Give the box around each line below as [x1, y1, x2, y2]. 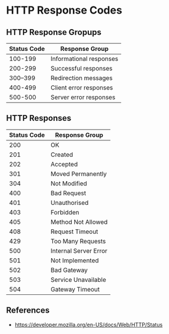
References [6, 306, 50, 316]
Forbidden [50, 208, 79, 216]
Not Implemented [50, 256, 99, 264]
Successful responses [50, 65, 113, 72]
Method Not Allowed [50, 217, 108, 226]
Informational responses [50, 54, 119, 63]
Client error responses [50, 83, 113, 92]
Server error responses [50, 93, 116, 101]
